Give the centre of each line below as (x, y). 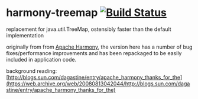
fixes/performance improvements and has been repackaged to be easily (94, 53)
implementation (25, 35)
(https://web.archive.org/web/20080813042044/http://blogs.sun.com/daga (98, 84)
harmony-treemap (52, 13)
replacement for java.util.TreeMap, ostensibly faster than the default (89, 29)
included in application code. (41, 59)
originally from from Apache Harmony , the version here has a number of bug (99, 47)
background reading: (32, 71)
